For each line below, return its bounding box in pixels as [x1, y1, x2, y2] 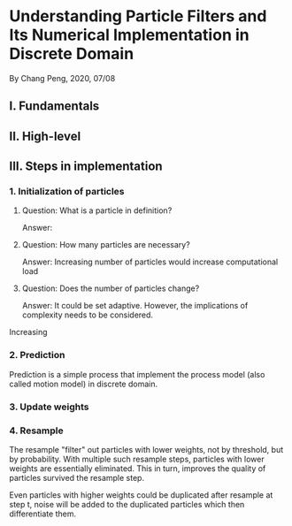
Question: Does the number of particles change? [21, 283, 200, 293]
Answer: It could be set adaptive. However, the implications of [21, 301, 249, 311]
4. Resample [9, 424, 64, 437]
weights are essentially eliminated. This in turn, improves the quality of [9, 462, 266, 474]
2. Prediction [9, 349, 65, 362]
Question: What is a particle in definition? [21, 205, 173, 216]
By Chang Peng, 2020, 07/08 [9, 72, 116, 83]
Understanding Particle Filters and [9, 6, 267, 27]
